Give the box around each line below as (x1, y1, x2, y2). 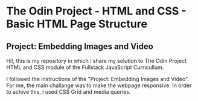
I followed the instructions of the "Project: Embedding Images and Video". (6, 76, 189, 82)
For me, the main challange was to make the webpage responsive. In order (6, 82, 192, 89)
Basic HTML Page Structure (6, 17, 148, 31)
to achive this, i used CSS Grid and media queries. (6, 88, 131, 95)
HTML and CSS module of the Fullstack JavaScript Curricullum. (6, 64, 164, 71)
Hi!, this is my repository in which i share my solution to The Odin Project (6, 57, 187, 64)
